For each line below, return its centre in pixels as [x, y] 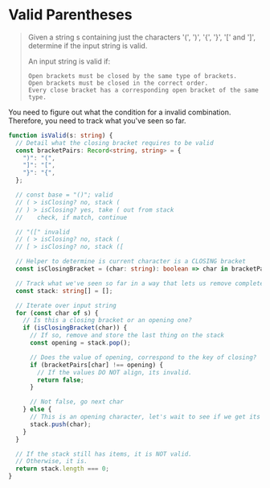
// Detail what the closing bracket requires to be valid [115, 143]
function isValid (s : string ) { [61, 135]
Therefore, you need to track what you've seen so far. [97, 120]
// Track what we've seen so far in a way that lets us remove [123, 283]
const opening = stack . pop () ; [80, 343]
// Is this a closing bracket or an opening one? [108, 321]
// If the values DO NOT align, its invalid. [115, 372]
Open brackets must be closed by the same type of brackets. [133, 76]
